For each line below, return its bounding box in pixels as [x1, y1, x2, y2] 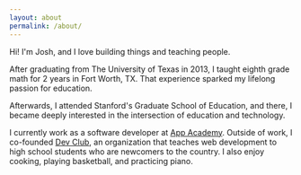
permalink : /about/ [9, 22, 83, 31]
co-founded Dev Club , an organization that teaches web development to [9, 136, 277, 147]
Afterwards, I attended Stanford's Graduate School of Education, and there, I [9, 100, 293, 110]
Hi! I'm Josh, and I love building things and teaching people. [9, 46, 231, 57]
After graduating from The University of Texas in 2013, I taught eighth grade [9, 64, 290, 74]
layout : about [9, 13, 63, 22]
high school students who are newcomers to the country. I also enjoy [9, 145, 265, 157]
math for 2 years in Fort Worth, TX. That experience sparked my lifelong [9, 73, 276, 83]
